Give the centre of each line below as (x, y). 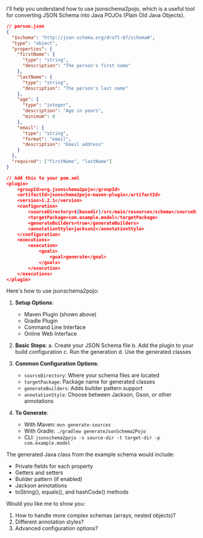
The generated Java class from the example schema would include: (91, 454)
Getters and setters (39, 473)
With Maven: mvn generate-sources (68, 425)
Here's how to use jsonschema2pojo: (53, 291)
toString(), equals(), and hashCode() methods (72, 492)
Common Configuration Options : (57, 364)
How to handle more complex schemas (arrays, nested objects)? (95, 516)
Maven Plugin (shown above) (60, 314)
